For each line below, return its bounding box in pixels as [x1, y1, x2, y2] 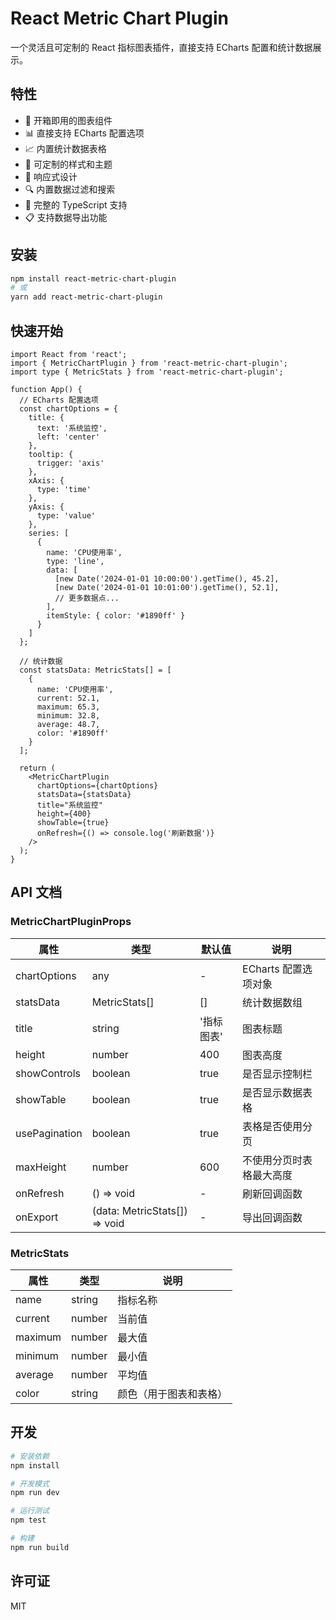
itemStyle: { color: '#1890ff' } [46, 611, 186, 621]
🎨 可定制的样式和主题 [24, 158, 113, 170]
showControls [15, 1066, 81, 1080]
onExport [15, 1210, 59, 1224]
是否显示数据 [242, 1085, 303, 1099]
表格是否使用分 [242, 1119, 313, 1133]
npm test [10, 1515, 47, 1526]
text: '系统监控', [36, 423, 108, 433]
